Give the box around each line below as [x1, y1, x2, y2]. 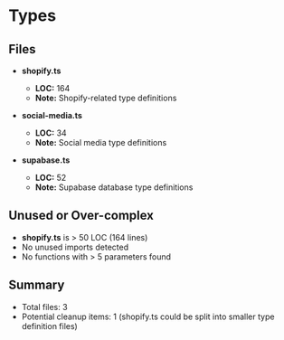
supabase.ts [21, 155, 71, 165]
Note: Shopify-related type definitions [34, 92, 177, 103]
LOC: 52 [34, 173, 67, 183]
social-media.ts [21, 110, 83, 120]
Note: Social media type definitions [34, 137, 167, 147]
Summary [8, 278, 65, 293]
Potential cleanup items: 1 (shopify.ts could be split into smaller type [21, 311, 275, 322]
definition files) [21, 320, 78, 331]
